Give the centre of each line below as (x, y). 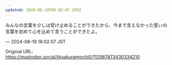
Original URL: (19, 51)
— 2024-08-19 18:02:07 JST (35, 42)
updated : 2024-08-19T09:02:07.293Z (43, 10)
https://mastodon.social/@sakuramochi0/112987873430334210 (73, 57)
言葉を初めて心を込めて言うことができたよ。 (53, 31)
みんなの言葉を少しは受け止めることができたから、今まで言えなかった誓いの (86, 25)
